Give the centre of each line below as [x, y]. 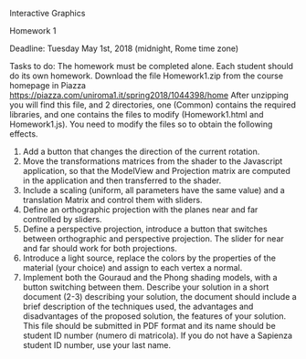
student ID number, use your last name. [97, 345]
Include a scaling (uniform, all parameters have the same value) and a [153, 190]
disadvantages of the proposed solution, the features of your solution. [154, 316]
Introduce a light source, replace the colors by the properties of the [149, 258]
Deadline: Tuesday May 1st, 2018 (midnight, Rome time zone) [124, 48]
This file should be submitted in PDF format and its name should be [149, 326]
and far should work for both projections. [100, 248]
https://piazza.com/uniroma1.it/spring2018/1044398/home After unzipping [149, 95]
